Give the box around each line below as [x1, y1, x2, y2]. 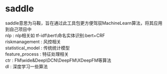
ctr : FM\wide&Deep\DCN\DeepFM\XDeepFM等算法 [5, 57, 111, 63]
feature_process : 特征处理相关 [5, 51, 69, 57]
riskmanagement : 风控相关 [5, 38, 61, 45]
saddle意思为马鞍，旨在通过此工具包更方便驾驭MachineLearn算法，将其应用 [5, 20, 162, 26]
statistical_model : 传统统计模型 [5, 45, 70, 51]
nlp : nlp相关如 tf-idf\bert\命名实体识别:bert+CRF [5, 32, 105, 38]
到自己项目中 [5, 26, 31, 32]
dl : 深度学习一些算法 [5, 63, 48, 70]
